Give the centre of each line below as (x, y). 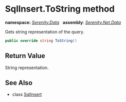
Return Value (25, 56)
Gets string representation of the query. (45, 32)
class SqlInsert (27, 94)
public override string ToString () (41, 41)
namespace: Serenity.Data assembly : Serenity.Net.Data (63, 22)
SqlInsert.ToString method (60, 9)
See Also (19, 83)
